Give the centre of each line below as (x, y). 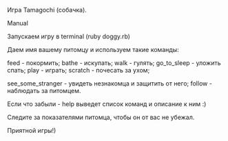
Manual (18, 23)
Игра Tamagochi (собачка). (47, 10)
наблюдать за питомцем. (44, 91)
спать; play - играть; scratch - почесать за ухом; (79, 70)
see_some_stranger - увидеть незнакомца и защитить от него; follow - (110, 84)
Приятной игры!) (32, 130)
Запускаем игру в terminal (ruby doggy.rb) (69, 36)
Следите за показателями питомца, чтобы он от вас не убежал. (101, 117)
